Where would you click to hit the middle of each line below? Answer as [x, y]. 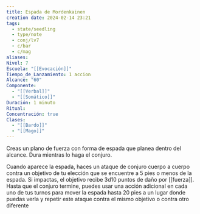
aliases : [17, 57]
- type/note [27, 35]
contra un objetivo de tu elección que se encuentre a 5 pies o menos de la [99, 173]
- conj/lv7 [26, 40]
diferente [18, 205]
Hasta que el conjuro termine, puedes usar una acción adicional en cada [97, 186]
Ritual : [16, 108]
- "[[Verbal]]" [31, 91]
